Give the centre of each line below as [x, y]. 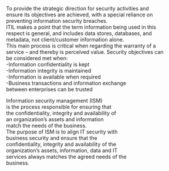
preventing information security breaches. [57, 21]
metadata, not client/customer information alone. [65, 40]
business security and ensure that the [52, 138]
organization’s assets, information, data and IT [62, 151]
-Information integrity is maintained [49, 71]
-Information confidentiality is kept [48, 64]
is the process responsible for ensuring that [59, 107]
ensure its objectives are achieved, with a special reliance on [80, 15]
